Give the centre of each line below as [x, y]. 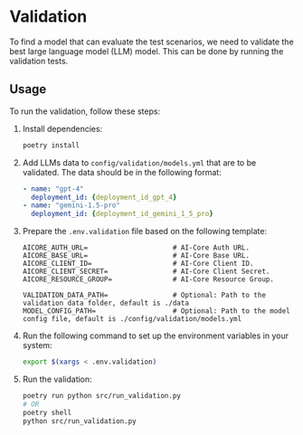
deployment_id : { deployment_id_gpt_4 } [104, 197]
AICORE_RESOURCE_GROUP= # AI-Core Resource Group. [148, 279]
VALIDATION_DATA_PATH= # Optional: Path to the [144, 296]
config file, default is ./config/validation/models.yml [132, 319]
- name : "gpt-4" [53, 189]
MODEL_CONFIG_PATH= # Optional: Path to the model [156, 311]
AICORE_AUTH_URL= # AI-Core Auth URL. [136, 248]
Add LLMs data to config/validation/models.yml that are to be [139, 162]
